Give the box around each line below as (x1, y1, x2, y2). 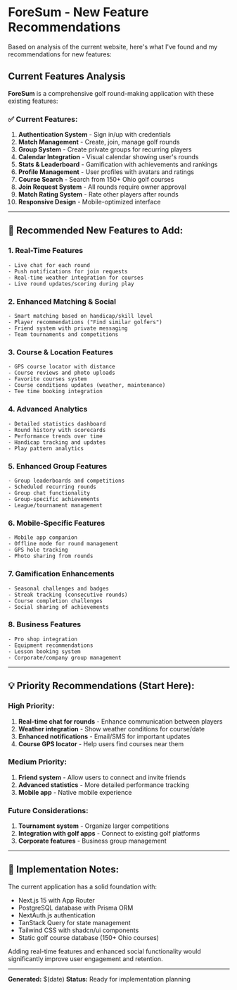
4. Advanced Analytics (8, 404, 88, 414)
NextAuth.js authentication (18, 910, 96, 920)
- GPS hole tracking (8, 547, 69, 554)
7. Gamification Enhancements (8, 569, 115, 578)
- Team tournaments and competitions (8, 331, 119, 338)
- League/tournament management (8, 502, 103, 509)
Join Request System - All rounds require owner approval (18, 182, 187, 191)
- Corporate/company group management (8, 654, 122, 661)
